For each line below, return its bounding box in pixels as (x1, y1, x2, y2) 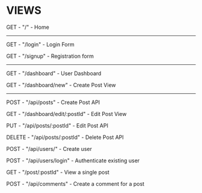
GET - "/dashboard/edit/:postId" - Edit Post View (6, 110, 127, 117)
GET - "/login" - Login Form (6, 40, 75, 48)
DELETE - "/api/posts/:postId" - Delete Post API (6, 133, 124, 141)
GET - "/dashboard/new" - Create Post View (6, 81, 116, 88)
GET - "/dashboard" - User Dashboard (6, 70, 102, 77)
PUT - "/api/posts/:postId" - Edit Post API (6, 121, 108, 129)
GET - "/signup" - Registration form (6, 52, 94, 60)
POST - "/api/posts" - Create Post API (6, 99, 100, 106)
